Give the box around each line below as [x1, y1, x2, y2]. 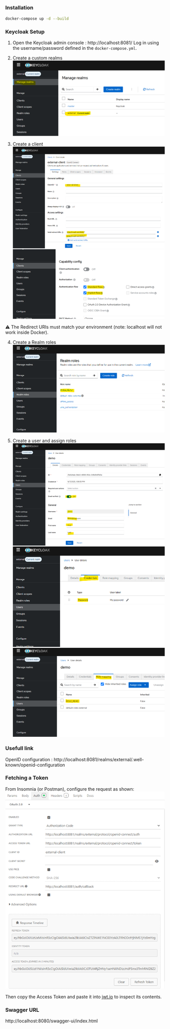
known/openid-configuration [5, 762, 65, 768]
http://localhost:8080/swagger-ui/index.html [5, 1018, 98, 1024]
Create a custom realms [12, 55, 63, 61]
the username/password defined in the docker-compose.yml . [12, 45, 137, 51]
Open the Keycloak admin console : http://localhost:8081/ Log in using [12, 40, 159, 46]
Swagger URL [5, 1006, 39, 1013]
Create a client [12, 141, 44, 147]
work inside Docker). [5, 329, 49, 335]
